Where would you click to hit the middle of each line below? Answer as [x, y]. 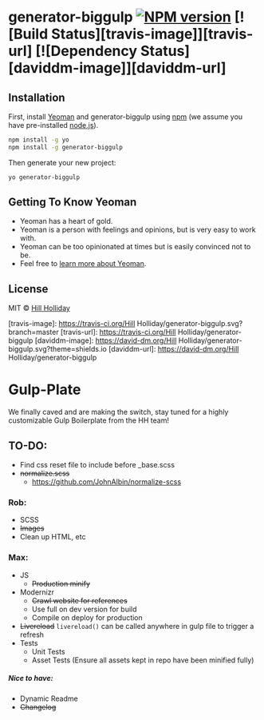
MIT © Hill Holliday [39, 308]
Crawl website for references [79, 600]
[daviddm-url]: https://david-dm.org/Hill [174, 349]
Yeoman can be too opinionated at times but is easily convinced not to [135, 247]
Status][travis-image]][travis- [152, 34]
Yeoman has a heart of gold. [66, 221]
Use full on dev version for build [84, 609]
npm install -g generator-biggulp [66, 147]
